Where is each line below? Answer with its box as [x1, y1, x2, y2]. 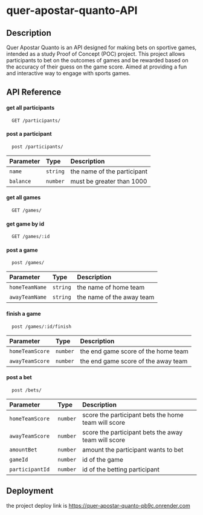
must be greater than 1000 [70, 177, 147, 185]
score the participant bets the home [82, 410, 184, 419]
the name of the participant [70, 167, 148, 176]
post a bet [6, 374, 32, 381]
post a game [6, 246, 38, 253]
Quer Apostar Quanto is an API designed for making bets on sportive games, [6, 44, 197, 51]
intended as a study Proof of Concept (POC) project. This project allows [6, 50, 185, 58]
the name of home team [77, 283, 145, 291]
